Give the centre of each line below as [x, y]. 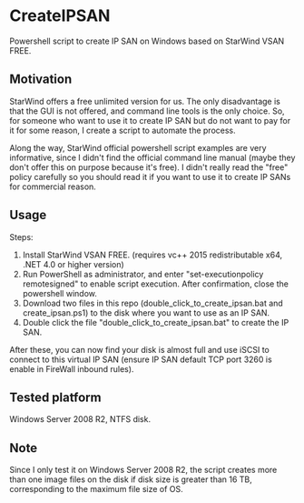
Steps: [21, 236]
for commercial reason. [53, 186]
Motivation [41, 80]
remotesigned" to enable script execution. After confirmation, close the [155, 284]
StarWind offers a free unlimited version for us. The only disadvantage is [145, 101]
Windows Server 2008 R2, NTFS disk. [80, 419]
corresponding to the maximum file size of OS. [96, 489]
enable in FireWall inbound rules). [72, 368]
